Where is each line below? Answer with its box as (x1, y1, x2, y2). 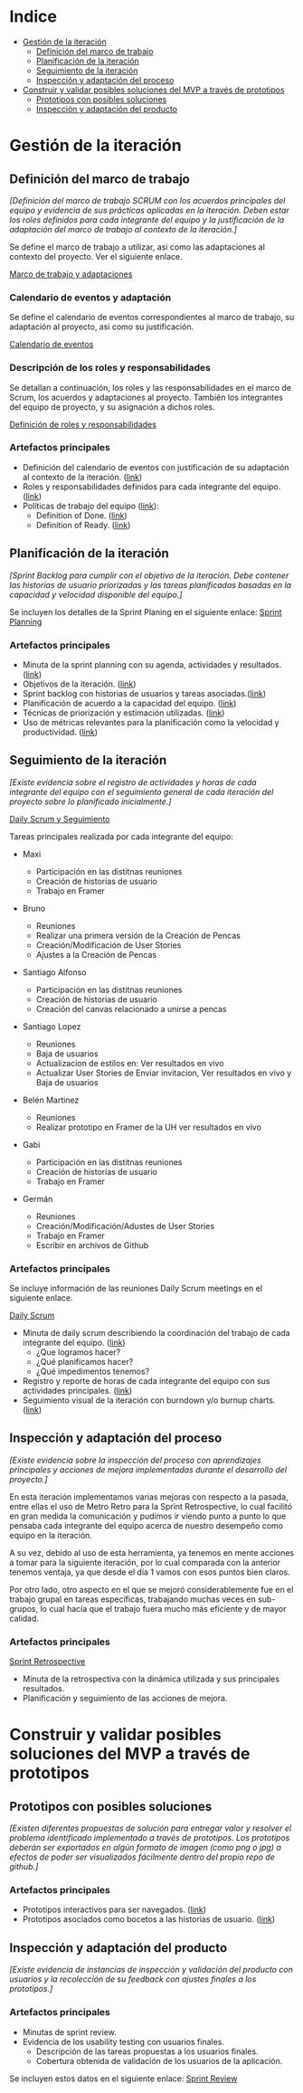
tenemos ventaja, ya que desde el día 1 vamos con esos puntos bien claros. (9, 1567, 291, 1577)
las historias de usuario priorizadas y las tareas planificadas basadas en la (9, 579, 292, 590)
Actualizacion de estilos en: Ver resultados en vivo (35, 1057, 224, 1068)
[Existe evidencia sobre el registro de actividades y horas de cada (9, 776, 257, 788)
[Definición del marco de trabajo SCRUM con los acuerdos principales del (9, 194, 286, 205)
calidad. (9, 1613, 39, 1624)
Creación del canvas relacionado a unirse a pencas (35, 1003, 228, 1014)
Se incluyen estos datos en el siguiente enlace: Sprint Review (9, 2073, 238, 2084)
